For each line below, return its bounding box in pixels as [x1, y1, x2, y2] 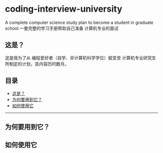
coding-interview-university [5, 3, 123, 15]
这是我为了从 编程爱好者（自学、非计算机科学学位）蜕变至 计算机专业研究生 [5, 55, 156, 60]
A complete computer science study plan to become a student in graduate [5, 19, 154, 25]
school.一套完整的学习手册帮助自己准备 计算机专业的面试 [5, 25, 119, 31]
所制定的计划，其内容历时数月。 [5, 61, 69, 67]
